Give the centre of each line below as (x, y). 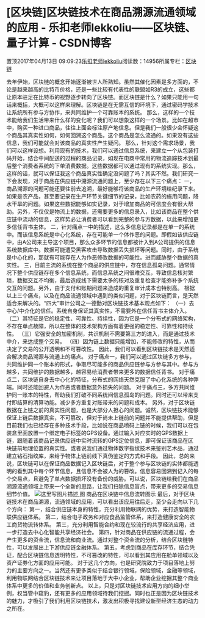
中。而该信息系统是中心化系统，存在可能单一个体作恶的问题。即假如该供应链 (103, 234)
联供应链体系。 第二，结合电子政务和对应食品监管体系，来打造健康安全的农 (101, 517)
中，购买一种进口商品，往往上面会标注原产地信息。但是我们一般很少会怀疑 (100, 127)
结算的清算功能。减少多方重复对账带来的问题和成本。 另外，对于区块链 (106, 402)
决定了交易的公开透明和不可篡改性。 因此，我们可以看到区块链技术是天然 (98, 349)
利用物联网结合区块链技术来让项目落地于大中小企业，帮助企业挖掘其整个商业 (103, 578)
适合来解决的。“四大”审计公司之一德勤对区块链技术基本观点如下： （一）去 (100, 303)
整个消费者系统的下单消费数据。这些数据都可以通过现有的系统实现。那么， (105, 165)
